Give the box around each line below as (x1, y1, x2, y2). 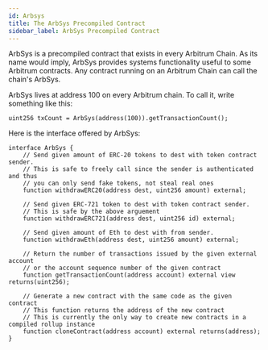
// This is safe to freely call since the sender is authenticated (23, 165, 254, 173)
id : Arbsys (8, 11, 45, 20)
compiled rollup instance (8, 320, 95, 329)
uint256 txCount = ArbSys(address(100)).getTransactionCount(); (8, 115, 229, 123)
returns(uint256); (8, 278, 70, 286)
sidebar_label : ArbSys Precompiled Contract (8, 27, 160, 35)
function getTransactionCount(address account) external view (23, 271, 236, 279)
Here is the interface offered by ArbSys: (8, 128, 141, 138)
